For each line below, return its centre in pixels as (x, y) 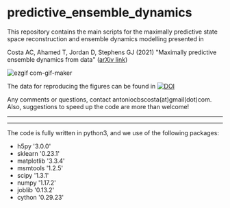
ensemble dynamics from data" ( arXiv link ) (67, 59)
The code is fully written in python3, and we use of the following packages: (113, 132)
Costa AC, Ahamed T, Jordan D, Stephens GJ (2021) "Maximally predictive (112, 52)
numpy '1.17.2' (37, 183)
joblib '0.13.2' (36, 189)
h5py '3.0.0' (34, 146)
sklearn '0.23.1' (38, 153)
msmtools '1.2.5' (40, 168)
